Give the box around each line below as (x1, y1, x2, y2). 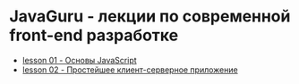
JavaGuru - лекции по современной (9, 6, 291, 27)
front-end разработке (9, 25, 179, 46)
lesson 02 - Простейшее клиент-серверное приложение (21, 64, 239, 75)
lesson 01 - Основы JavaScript (21, 55, 137, 65)
